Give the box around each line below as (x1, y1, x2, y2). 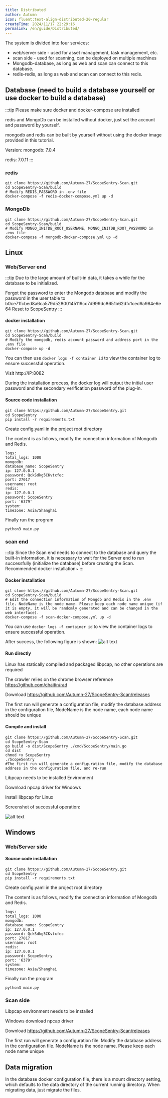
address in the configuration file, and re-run (5, 766, 107, 771)
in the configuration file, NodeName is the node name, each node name (5, 707, 153, 713)
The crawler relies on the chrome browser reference (5, 676, 113, 682)
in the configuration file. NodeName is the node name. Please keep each (5, 1043, 155, 1049)
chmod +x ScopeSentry (5, 752, 51, 758)
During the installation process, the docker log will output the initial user (5, 380, 154, 386)
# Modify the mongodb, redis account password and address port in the (5, 337, 158, 342)
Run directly (5, 650, 32, 656)
